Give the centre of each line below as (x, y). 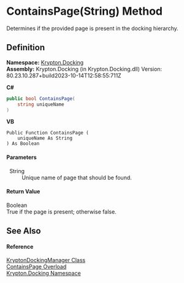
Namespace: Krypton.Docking (45, 62)
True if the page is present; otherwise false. (61, 211)
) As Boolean (23, 144)
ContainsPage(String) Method (84, 11)
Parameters (21, 157)
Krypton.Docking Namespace (44, 273)
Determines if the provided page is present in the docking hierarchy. (93, 28)
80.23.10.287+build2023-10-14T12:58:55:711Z (64, 76)
